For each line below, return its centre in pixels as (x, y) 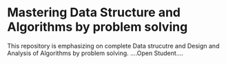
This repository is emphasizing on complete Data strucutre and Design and (113, 46)
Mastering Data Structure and (94, 13)
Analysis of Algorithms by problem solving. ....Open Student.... (95, 53)
